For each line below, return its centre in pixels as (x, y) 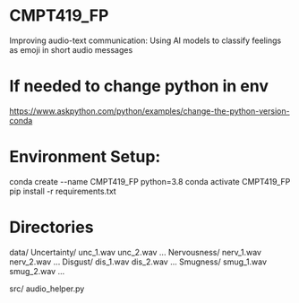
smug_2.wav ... (37, 271)
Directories (51, 227)
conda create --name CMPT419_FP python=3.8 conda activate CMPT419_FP (150, 181)
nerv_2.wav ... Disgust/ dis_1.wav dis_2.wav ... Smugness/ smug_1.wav (138, 262)
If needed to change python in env (139, 87)
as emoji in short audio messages (71, 49)
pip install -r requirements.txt (63, 191)
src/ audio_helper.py (47, 289)
